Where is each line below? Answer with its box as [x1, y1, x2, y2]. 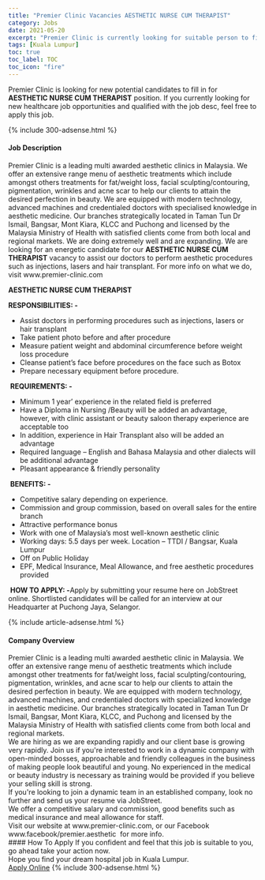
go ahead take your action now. [8, 846, 110, 856]
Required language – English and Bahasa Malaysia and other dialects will [19, 447, 256, 457]
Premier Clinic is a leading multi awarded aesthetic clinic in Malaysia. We [8, 653, 244, 663]
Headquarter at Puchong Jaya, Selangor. [8, 602, 140, 611]
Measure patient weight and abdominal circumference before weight [19, 340, 243, 350]
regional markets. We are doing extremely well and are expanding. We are [8, 236, 248, 246]
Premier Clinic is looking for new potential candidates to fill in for [8, 85, 218, 94]
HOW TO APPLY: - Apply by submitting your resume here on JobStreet [9, 585, 238, 595]
